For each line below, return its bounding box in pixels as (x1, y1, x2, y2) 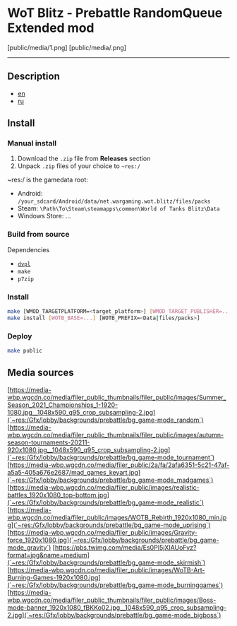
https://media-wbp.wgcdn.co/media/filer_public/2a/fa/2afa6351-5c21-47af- (9, 461, 230, 469)
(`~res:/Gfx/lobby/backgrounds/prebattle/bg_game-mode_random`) (7, 415, 204, 424)
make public (7, 348, 42, 355)
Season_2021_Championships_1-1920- (7, 401, 119, 409)
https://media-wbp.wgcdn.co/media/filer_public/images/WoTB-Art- (9, 565, 205, 574)
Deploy (7, 331, 32, 341)
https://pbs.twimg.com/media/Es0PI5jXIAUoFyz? (54, 543, 197, 552)
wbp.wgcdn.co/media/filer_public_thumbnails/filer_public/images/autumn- (7, 430, 224, 439)
